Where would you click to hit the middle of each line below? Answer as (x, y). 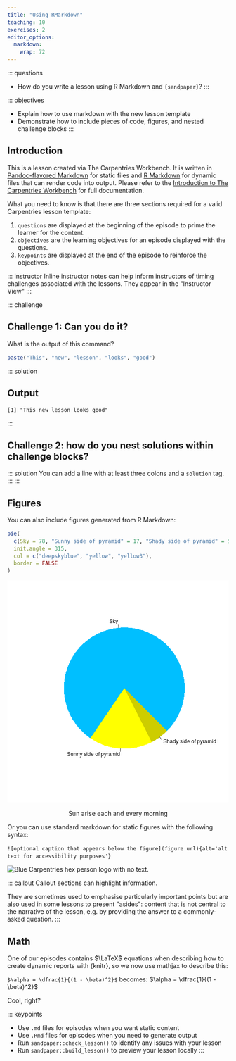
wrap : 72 (33, 52)
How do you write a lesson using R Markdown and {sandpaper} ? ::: (113, 87)
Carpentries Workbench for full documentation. (76, 190)
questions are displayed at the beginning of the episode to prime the (116, 225)
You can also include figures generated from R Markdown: (92, 520)
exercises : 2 (26, 30)
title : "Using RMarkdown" (45, 15)
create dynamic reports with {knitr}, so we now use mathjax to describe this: (118, 966)
